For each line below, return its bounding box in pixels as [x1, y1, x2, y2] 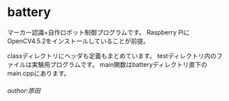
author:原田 [7, 86, 40, 95]
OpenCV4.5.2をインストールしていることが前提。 [7, 36, 150, 45]
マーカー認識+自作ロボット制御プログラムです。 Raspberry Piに [7, 28, 190, 36]
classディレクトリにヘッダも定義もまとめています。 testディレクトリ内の [7, 52, 217, 60]
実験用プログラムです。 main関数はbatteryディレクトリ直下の [31, 60, 208, 68]
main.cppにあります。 [7, 69, 71, 77]
